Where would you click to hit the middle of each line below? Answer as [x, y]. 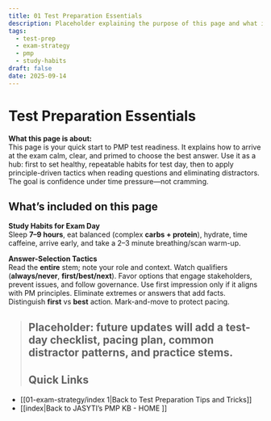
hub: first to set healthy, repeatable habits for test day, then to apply [121, 164]
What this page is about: [50, 138]
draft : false [30, 69]
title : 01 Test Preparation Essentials [75, 16]
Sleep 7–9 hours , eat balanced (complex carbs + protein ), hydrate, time [128, 234]
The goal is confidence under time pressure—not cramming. [108, 181]
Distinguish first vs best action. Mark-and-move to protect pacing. [119, 302]
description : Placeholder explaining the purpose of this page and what [133, 23]
